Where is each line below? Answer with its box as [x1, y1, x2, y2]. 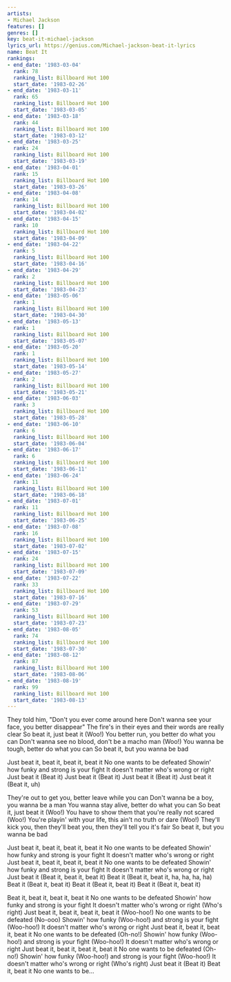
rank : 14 [13, 196, 39, 204]
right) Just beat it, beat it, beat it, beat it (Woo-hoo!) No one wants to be [7, 908, 212, 916]
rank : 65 [13, 94, 39, 101]
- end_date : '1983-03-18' [7, 112, 81, 119]
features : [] [7, 23, 45, 30]
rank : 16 [13, 529, 39, 537]
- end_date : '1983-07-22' [7, 574, 81, 582]
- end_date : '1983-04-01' [7, 164, 81, 171]
